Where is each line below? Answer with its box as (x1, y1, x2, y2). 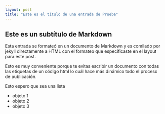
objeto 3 (12, 103, 30, 109)
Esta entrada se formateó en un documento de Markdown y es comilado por (5, 43, 161, 49)
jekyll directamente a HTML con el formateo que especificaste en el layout (5, 48, 157, 54)
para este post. (5, 54, 36, 60)
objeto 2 (12, 98, 30, 104)
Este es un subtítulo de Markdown (5, 30, 112, 38)
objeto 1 (12, 93, 29, 99)
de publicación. (5, 74, 37, 79)
